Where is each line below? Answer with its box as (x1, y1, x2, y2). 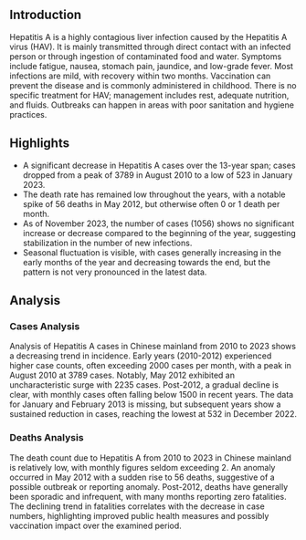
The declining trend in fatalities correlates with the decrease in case (9, 501, 265, 512)
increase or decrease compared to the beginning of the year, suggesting (22, 227, 297, 238)
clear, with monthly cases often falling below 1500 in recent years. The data (9, 389, 294, 400)
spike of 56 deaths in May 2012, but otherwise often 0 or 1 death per (22, 198, 280, 209)
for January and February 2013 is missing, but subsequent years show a (9, 399, 281, 410)
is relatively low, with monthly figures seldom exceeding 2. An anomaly (9, 462, 276, 472)
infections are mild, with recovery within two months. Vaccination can (9, 70, 271, 81)
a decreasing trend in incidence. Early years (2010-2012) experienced (9, 350, 272, 361)
